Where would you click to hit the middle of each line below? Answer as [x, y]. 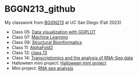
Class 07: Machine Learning [40, 37]
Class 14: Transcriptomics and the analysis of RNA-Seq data [72, 57]
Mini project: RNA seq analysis [43, 68]
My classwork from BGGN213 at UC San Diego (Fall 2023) [63, 22]
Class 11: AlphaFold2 [32, 47]
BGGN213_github [40, 9]
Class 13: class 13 [29, 53]
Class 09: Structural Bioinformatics [47, 42]
